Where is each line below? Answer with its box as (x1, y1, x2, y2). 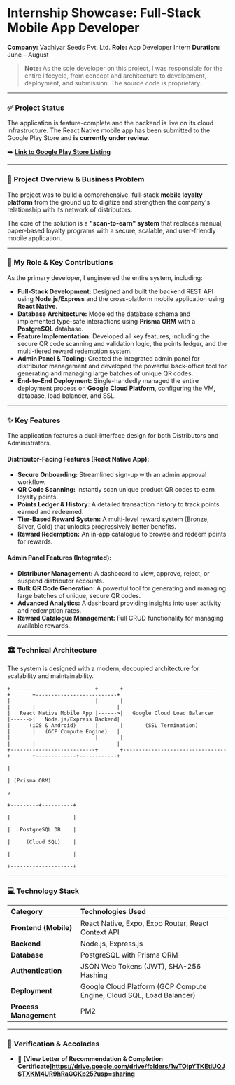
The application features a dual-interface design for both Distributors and (7, 431, 219, 440)
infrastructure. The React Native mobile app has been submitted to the (7, 126, 211, 134)
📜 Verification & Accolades (7, 1039, 100, 1049)
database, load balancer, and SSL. (17, 391, 117, 400)
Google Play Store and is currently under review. (7, 134, 150, 142)
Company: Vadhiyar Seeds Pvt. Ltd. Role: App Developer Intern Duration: (7, 43, 220, 51)
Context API (80, 927, 120, 937)
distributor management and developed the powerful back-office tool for (17, 361, 227, 370)
